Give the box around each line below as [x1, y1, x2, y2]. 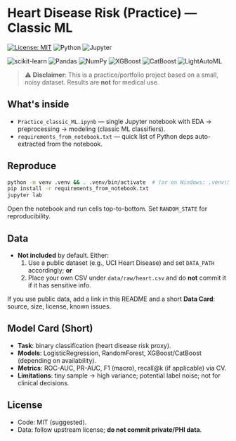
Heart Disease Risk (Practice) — [7, 5, 197, 21]
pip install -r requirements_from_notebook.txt [7, 185, 150, 192]
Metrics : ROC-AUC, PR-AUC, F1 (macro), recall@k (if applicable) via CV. [17, 364, 227, 372]
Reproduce [7, 160, 57, 172]
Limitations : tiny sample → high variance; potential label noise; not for [17, 371, 221, 380]
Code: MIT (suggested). [17, 418, 87, 426]
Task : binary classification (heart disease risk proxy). [17, 341, 171, 349]
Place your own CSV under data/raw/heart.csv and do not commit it [27, 273, 226, 282]
